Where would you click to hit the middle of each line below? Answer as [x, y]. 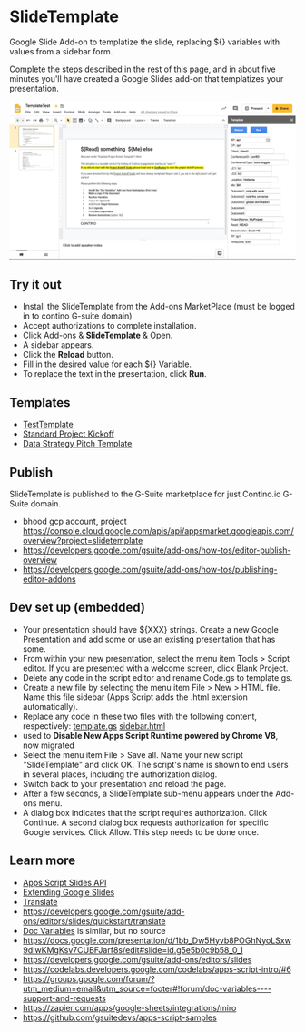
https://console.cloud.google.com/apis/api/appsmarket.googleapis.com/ [158, 531]
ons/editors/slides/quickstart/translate [94, 921]
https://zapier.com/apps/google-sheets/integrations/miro [129, 1007]
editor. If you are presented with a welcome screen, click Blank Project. [155, 668]
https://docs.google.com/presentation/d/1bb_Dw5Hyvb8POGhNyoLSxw [157, 940]
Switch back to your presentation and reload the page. [124, 783]
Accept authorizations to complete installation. [109, 326]
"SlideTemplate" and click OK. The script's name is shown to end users [155, 764]
